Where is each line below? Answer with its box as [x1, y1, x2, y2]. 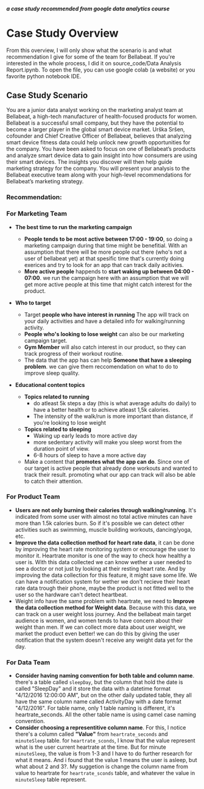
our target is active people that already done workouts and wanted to [24, 464, 198, 472]
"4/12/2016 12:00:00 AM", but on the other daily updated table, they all [15, 691, 192, 699]
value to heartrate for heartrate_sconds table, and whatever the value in [15, 769, 195, 777]
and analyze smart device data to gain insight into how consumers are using [6, 152, 197, 159]
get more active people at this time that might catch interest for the [24, 281, 192, 288]
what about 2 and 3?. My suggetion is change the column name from [15, 763, 189, 770]
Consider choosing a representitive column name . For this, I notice [15, 724, 186, 732]
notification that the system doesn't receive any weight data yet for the [15, 636, 193, 644]
